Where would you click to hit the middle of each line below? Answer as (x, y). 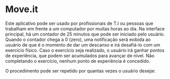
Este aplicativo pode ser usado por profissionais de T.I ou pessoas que (79, 23)
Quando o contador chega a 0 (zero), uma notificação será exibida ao (78, 39)
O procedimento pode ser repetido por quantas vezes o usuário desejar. (81, 71)
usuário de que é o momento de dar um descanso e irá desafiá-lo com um (83, 45)
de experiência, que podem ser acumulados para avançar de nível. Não (80, 55)
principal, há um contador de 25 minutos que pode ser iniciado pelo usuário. (85, 34)
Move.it (22, 9)
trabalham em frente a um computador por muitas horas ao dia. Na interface (85, 28)
